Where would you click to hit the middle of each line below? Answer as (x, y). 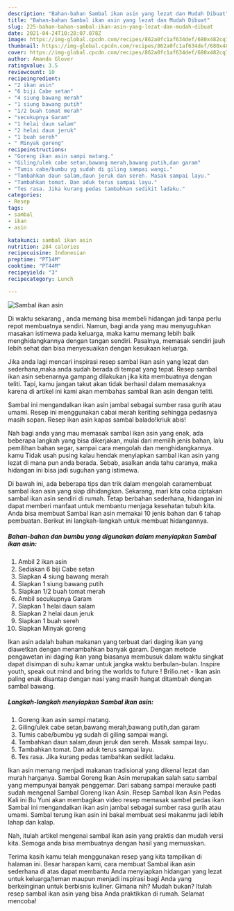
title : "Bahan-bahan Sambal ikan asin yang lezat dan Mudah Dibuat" (109, 20)
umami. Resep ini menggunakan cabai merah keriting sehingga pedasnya (112, 412)
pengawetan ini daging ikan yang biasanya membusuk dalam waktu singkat (116, 657)
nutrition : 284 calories (44, 247)
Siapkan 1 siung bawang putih (60, 583)
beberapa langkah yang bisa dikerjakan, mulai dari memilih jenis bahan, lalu (116, 441)
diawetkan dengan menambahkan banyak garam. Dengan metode (102, 649)
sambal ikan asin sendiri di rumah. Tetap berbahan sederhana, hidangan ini (115, 498)
